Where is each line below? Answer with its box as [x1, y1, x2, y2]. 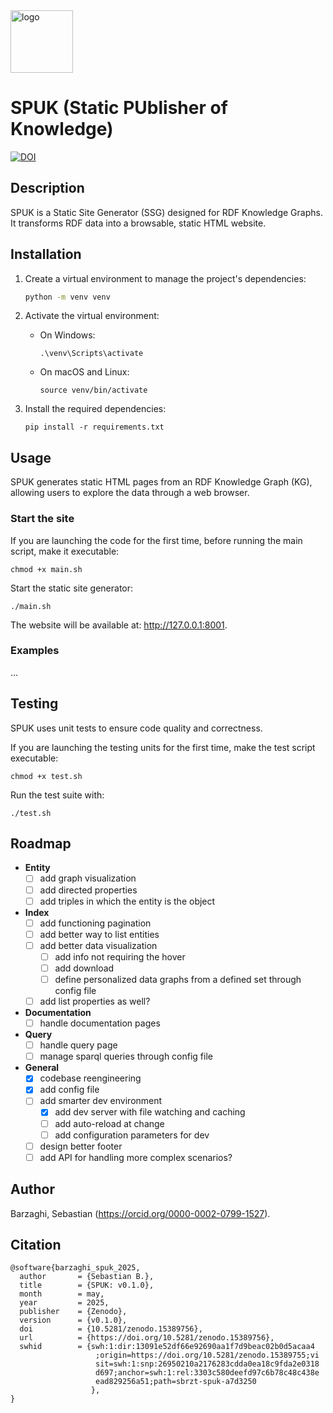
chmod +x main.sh [10, 564, 83, 574]
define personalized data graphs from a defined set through [54, 973, 302, 985]
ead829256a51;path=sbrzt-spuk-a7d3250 [95, 1377, 257, 1387]
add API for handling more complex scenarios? [39, 1151, 233, 1163]
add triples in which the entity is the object [39, 895, 216, 907]
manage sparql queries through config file [39, 1050, 213, 1063]
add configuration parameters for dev [54, 1129, 210, 1141]
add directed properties [39, 884, 138, 896]
